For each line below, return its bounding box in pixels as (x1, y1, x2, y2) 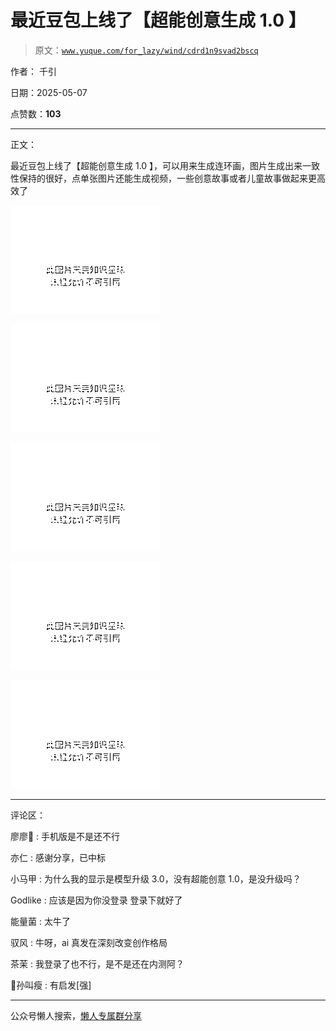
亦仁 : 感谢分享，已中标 (10, 851, 106, 863)
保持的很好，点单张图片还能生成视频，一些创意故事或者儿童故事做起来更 (18, 172, 317, 184)
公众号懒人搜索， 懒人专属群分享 (10, 1009, 142, 1021)
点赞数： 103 (10, 107, 62, 120)
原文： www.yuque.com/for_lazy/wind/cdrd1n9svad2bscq (34, 44, 259, 56)
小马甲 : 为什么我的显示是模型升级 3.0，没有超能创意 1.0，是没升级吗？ (10, 872, 302, 885)
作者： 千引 (10, 65, 57, 77)
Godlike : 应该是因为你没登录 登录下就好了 (10, 894, 183, 906)
